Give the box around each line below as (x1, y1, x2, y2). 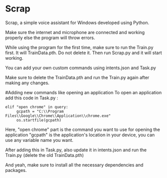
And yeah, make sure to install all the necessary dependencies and (5, 161, 144, 168)
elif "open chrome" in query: (5, 104, 69, 109)
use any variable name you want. (5, 137, 74, 143)
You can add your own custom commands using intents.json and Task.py (5, 65, 156, 71)
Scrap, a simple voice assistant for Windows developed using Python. (5, 20, 149, 26)
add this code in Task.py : (5, 95, 59, 101)
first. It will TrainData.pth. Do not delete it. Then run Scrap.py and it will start (5, 50, 162, 56)
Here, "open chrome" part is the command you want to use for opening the (5, 126, 160, 132)
